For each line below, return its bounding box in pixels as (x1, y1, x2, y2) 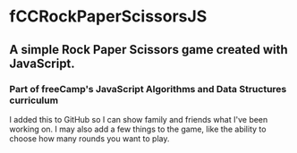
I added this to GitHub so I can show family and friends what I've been (9, 114, 268, 124)
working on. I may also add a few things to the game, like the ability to (9, 123, 267, 134)
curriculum (9, 94, 59, 106)
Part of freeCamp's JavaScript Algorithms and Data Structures (9, 82, 287, 95)
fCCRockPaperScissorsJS (9, 6, 208, 27)
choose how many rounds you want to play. (9, 132, 170, 144)
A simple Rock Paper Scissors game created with (9, 42, 288, 57)
